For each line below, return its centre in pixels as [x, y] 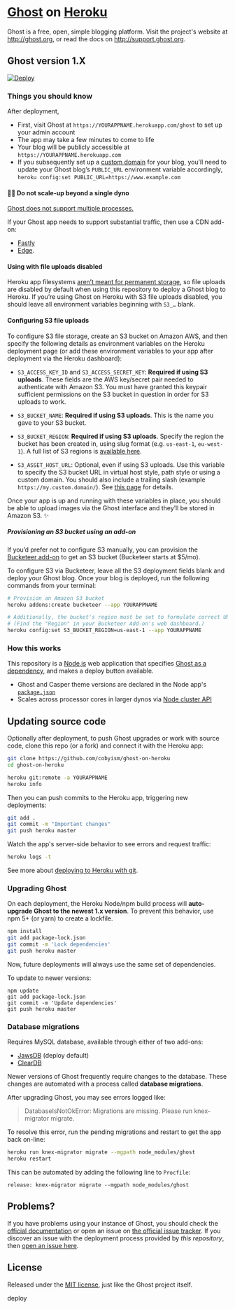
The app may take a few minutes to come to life [86, 140]
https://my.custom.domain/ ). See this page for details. [95, 486]
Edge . [26, 251]
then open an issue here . [43, 1245]
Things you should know [50, 96]
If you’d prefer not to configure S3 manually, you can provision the [102, 549]
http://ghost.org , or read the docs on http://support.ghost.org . [97, 38]
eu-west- [211, 444]
